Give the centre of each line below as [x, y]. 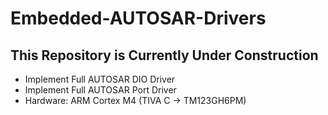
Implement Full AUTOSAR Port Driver [100, 90]
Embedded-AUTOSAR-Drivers [138, 18]
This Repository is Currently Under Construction [164, 55]
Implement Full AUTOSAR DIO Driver [100, 79]
